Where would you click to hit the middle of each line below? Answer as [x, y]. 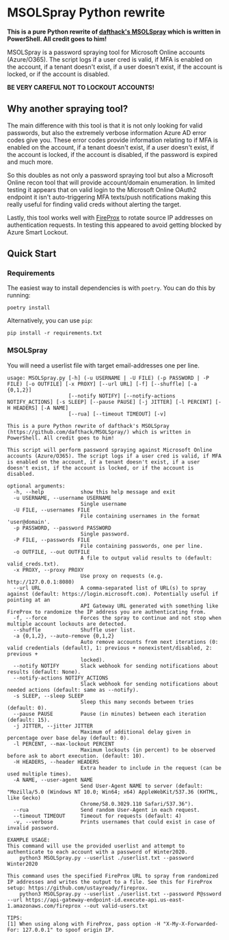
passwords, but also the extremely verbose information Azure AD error [107, 132]
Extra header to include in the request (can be [151, 768]
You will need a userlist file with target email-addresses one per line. [103, 365]
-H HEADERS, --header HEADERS [56, 762]
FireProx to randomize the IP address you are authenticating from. [107, 612]
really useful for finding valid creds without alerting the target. [94, 204]
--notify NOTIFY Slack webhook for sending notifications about [116, 666]
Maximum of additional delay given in [136, 732]
